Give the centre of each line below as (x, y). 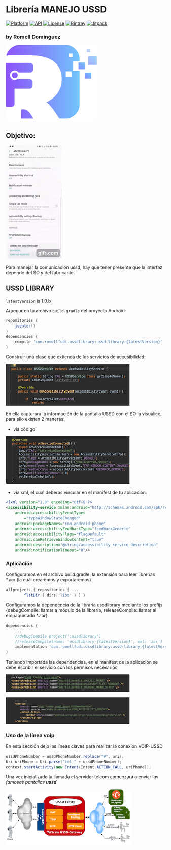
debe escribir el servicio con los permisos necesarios (62, 667)
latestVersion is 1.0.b (28, 301)
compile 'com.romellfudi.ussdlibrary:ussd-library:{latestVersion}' (89, 342)
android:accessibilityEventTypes (50, 513)
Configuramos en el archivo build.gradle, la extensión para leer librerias (80, 574)
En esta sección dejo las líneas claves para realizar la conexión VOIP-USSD (84, 746)
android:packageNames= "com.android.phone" (60, 524)
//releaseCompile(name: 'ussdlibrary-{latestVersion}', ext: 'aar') (89, 642)
